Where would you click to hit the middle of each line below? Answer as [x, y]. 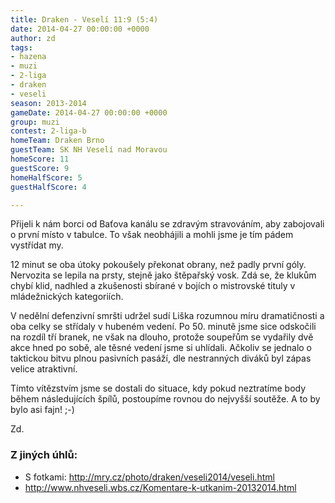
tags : [21, 47]
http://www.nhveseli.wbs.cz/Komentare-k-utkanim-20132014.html [160, 487]
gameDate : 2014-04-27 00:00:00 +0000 [89, 112]
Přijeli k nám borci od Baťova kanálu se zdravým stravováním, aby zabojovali [167, 224]
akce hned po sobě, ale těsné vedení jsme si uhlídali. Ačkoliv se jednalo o [161, 348]
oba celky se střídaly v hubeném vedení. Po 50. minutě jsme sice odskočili [163, 327]
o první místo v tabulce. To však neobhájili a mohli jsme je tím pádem [152, 235]
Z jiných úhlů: [44, 455]
